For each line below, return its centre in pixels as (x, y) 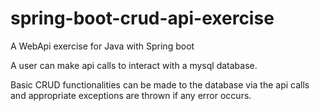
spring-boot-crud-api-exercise (142, 18)
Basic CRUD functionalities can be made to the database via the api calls (160, 84)
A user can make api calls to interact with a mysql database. (134, 65)
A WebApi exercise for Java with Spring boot (102, 46)
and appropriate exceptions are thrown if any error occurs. (131, 95)
